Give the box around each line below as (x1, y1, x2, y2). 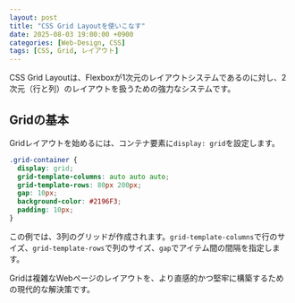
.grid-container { (9, 155, 78, 164)
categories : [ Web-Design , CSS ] (9, 38, 126, 48)
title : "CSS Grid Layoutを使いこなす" (9, 22, 146, 30)
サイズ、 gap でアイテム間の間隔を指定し (128, 242, 273, 253)
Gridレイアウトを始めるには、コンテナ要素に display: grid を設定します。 (9, 137, 280, 148)
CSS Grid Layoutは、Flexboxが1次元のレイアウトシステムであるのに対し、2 (9, 73, 287, 83)
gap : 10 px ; (17, 189, 58, 198)
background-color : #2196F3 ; (17, 197, 122, 206)
